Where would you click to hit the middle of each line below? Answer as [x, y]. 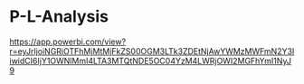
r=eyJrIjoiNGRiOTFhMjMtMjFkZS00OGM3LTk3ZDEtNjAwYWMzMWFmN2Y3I [152, 51]
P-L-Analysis [59, 17]
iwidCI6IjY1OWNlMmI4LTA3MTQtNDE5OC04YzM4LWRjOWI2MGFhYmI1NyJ [151, 61]
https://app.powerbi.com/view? [68, 42]
